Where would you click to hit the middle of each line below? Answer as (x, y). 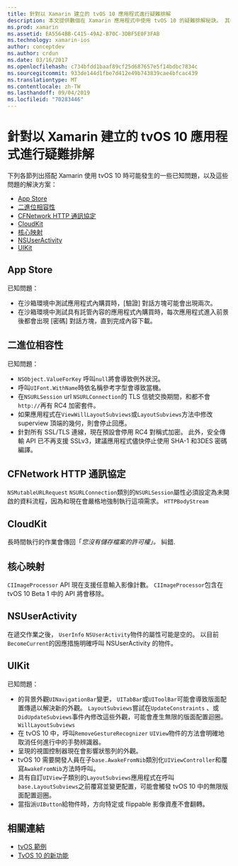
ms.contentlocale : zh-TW (44, 86)
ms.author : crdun (33, 54)
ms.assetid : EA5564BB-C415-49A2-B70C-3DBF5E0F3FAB (84, 34)
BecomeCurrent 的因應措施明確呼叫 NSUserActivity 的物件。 (92, 643)
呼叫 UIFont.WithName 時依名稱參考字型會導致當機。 (91, 388)
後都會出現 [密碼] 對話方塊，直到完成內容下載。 (87, 320)
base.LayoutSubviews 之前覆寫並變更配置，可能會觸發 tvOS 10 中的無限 (120, 786)
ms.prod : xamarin (33, 27)
